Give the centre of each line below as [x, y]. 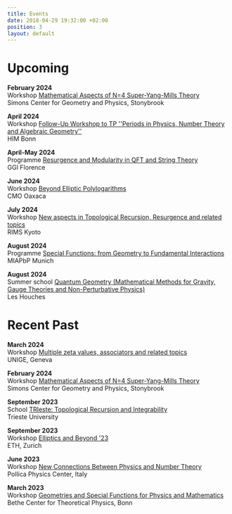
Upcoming [38, 68]
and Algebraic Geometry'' [45, 132]
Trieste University [33, 417]
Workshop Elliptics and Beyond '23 [58, 438]
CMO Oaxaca [27, 196]
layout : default [31, 33]
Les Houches [26, 297]
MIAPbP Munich [31, 261]
